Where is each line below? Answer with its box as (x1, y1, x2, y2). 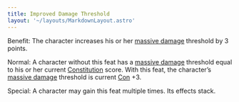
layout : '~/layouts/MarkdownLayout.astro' (7, 17, 136, 24)
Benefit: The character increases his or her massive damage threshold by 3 (7, 36, 229, 45)
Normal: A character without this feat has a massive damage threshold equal (7, 57, 233, 66)
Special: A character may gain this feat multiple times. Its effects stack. (7, 86, 216, 95)
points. (7, 44, 28, 52)
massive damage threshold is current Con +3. (7, 72, 142, 81)
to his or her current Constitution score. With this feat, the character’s (7, 65, 212, 74)
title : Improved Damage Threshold (7, 10, 111, 18)
